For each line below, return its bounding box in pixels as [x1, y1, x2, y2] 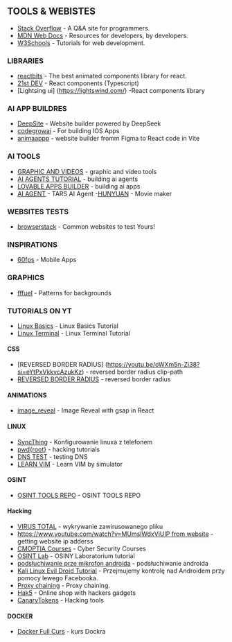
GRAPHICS [7, 273, 45, 283]
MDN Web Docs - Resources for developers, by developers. [17, 31, 188, 40]
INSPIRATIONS [7, 239, 57, 249]
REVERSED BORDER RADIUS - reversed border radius [17, 375, 171, 383]
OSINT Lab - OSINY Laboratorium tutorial [17, 551, 135, 560]
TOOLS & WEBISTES [7, 6, 96, 17]
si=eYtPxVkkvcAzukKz [17, 367, 82, 376]
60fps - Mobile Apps [17, 256, 77, 264]
